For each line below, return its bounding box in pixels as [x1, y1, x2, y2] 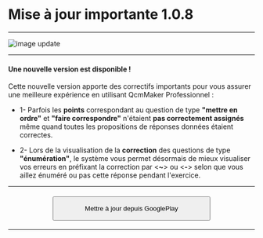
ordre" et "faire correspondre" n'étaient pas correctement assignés [19, 114, 244, 123]
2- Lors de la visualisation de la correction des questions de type [19, 145, 231, 155]
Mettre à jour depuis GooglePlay [85, 204, 178, 213]
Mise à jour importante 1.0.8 [8, 5, 194, 24]
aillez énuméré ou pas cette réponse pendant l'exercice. [19, 170, 201, 180]
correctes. [19, 130, 53, 140]
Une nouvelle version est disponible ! [8, 64, 131, 74]
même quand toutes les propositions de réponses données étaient [19, 122, 233, 131]
